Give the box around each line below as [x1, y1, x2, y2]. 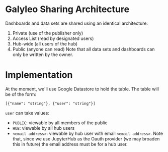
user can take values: [5, 110, 49, 116]
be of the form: [5, 91, 37, 97]
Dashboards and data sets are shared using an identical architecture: [5, 20, 148, 26]
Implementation [5, 69, 73, 81]
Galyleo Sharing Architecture [5, 4, 130, 15]
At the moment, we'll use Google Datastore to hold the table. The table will [5, 86, 159, 92]
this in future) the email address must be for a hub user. [12, 141, 128, 147]
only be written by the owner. [12, 52, 73, 58]
